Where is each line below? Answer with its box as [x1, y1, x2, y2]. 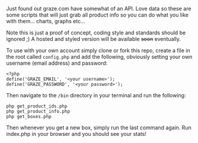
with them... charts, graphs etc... [6, 18, 85, 24]
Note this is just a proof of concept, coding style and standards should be [6, 29, 186, 36]
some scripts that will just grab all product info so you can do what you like [6, 11, 189, 18]
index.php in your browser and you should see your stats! [6, 131, 147, 137]
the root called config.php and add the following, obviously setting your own [6, 53, 193, 60]
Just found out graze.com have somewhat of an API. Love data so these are [6, 5, 191, 12]
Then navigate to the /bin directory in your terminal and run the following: [6, 92, 186, 98]
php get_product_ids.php [6, 103, 68, 109]
